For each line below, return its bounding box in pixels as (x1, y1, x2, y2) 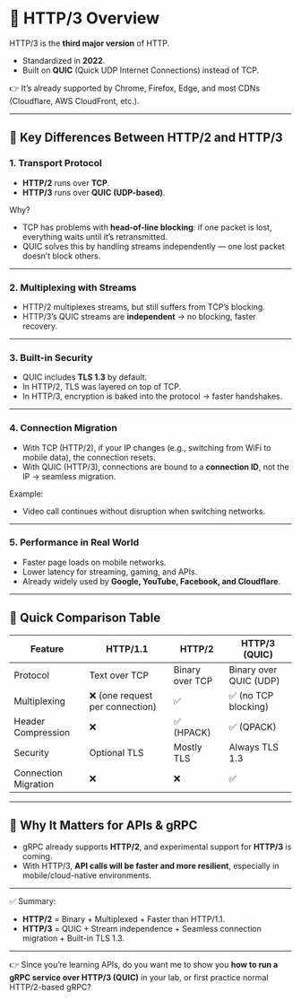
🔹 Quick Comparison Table (9, 610, 161, 626)
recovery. (21, 320, 58, 331)
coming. (21, 851, 53, 862)
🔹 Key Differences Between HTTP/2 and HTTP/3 (9, 130, 284, 145)
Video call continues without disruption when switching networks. (21, 505, 266, 516)
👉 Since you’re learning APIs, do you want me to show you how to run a (9, 960, 279, 970)
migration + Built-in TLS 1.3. (21, 933, 125, 944)
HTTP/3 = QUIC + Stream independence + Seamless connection (21, 924, 262, 935)
